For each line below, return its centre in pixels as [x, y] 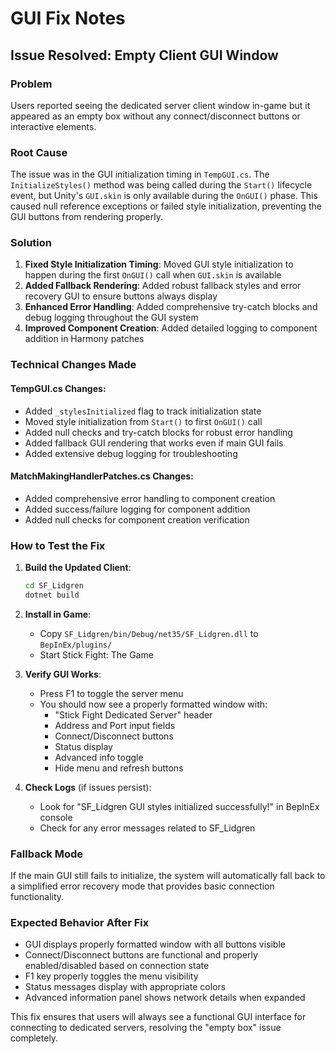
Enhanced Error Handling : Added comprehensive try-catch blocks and [171, 307]
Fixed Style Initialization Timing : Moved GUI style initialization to [159, 264]
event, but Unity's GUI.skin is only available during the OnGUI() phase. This [164, 196]
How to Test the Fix [58, 545]
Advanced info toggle [99, 757]
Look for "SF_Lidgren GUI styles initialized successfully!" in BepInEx [179, 806]
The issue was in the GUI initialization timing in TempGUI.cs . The [140, 174]
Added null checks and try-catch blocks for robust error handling [158, 432]
